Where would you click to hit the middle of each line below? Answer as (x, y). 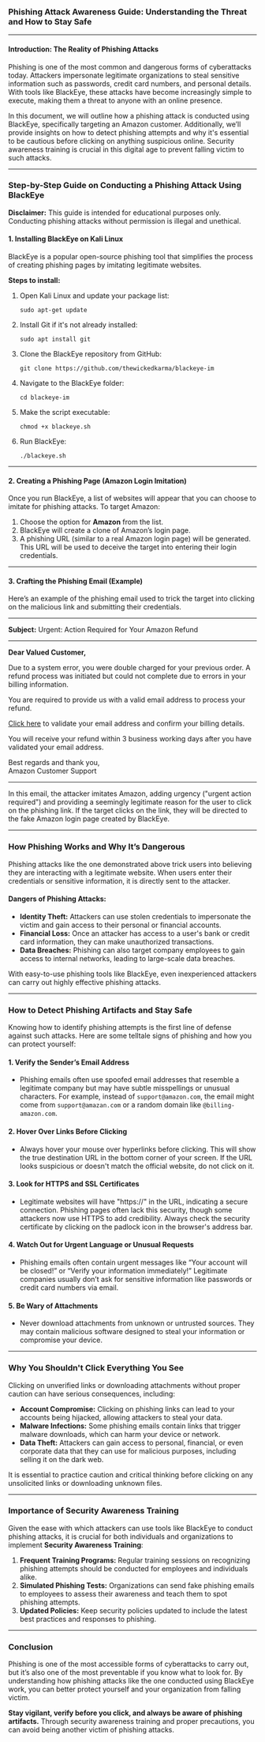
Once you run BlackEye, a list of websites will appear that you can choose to (132, 498)
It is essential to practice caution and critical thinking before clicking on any (131, 1474)
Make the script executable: (65, 412)
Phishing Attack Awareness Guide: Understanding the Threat (127, 12)
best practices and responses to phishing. (88, 1619)
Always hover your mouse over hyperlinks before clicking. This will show (138, 1149)
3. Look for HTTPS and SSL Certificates (74, 1184)
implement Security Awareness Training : (76, 1544)
